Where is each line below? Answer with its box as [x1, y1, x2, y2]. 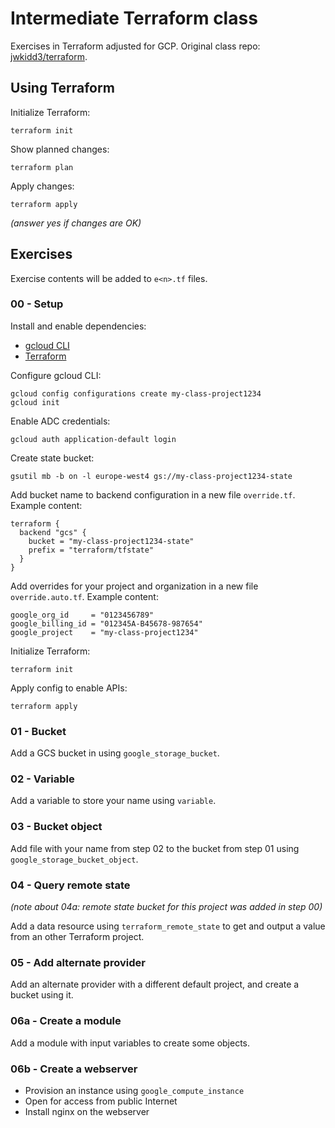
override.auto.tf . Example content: [10, 590, 159, 602]
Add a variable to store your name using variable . [10, 795, 217, 807]
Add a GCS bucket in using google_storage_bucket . [10, 747, 220, 759]
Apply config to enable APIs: [10, 682, 128, 694]
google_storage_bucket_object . [10, 853, 139, 865]
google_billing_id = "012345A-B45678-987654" [10, 618, 203, 629]
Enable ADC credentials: [10, 415, 111, 427]
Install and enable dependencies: [10, 320, 147, 332]
